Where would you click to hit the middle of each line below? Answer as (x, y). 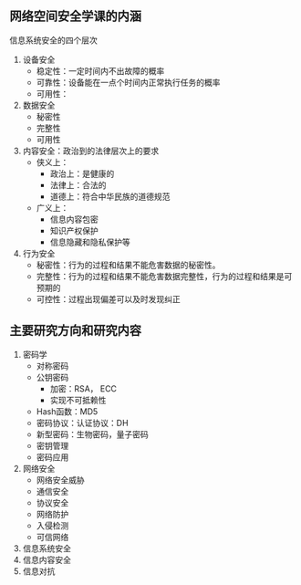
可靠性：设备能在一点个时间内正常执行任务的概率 (128, 82)
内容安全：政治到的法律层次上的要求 (91, 151)
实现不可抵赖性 (78, 400)
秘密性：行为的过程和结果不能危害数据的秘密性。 (128, 265)
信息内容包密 (74, 219)
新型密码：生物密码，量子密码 (92, 434)
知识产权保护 (74, 230)
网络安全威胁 (60, 480)
